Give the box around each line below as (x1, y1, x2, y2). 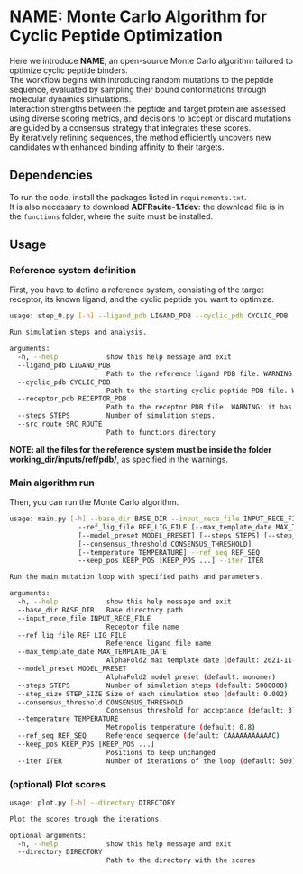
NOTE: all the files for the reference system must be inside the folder (9, 444, 272, 455)
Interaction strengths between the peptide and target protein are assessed (9, 103, 286, 114)
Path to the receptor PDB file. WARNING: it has (106, 403, 293, 412)
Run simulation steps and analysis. (9, 327, 147, 337)
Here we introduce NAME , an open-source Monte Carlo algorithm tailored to (9, 55, 293, 66)
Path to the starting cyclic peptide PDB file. (106, 386, 289, 395)
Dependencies (9, 168, 93, 183)
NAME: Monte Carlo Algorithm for (9, 6, 268, 27)
